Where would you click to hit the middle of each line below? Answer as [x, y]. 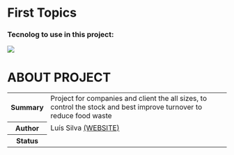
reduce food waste [81, 116]
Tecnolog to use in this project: [61, 35]
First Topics [42, 13]
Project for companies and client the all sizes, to [129, 99]
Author [27, 128]
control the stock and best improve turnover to [126, 107]
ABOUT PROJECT [59, 77]
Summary [27, 108]
